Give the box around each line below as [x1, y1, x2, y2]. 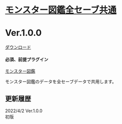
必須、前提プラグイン [5, 56, 48, 62]
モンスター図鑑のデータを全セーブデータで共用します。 [5, 79, 117, 85]
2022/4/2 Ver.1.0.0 [5, 108, 43, 114]
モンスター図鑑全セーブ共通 [5, 4, 117, 16]
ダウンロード [5, 44, 31, 50]
